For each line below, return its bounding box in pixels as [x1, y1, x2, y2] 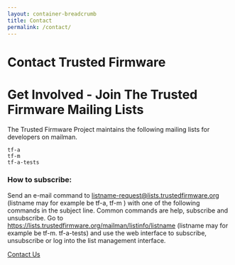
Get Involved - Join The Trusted [7, 86, 198, 103]
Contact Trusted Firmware [7, 54, 166, 70]
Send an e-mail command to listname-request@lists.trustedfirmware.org [7, 191, 219, 199]
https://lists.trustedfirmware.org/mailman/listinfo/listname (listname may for [7, 221, 229, 230]
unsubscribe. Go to [7, 213, 64, 222]
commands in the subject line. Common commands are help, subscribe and [7, 206, 229, 215]
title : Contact [7, 17, 53, 24]
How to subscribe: [7, 175, 72, 185]
